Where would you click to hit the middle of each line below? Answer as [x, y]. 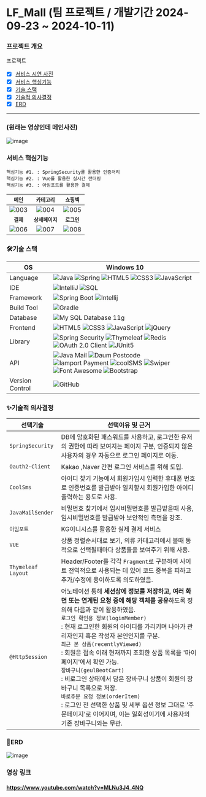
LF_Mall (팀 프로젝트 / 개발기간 [80, 13]
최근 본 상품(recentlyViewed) [101, 644]
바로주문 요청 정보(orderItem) [101, 696]
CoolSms [21, 487]
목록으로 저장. [98, 688]
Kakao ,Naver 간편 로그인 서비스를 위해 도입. [122, 467]
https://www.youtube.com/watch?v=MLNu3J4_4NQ [75, 787]
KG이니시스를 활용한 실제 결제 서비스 [111, 529]
